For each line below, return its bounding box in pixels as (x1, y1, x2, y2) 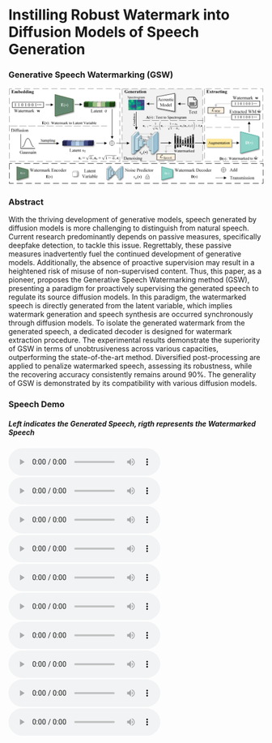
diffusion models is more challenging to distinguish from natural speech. (8, 223, 249, 233)
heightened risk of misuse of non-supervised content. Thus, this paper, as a (8, 266, 261, 277)
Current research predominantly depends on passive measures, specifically (8, 232, 261, 242)
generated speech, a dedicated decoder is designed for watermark (8, 327, 232, 337)
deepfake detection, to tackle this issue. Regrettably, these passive (8, 241, 232, 251)
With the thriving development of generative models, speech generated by (8, 215, 257, 225)
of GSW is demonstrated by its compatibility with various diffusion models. (8, 379, 257, 389)
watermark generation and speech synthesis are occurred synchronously (8, 310, 253, 320)
